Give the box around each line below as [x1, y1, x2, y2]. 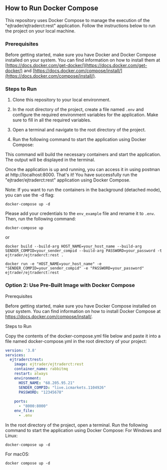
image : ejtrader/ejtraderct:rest [14, 362, 84, 367]
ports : [14, 399, 28, 404]
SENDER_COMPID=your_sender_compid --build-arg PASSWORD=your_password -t [5, 248, 162, 253]
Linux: [5, 432, 18, 438]
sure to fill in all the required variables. [12, 117, 91, 123]
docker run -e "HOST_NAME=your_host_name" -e [5, 261, 101, 266]
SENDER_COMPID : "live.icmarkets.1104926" [18, 385, 106, 390]
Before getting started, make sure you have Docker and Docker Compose [5, 52, 156, 58]
